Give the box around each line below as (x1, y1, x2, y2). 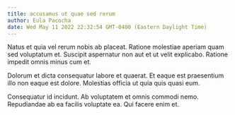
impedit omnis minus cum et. (7, 58, 92, 66)
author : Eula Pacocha (7, 17, 71, 24)
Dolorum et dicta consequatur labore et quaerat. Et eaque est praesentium (7, 71, 224, 80)
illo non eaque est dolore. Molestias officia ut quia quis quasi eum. (7, 79, 200, 87)
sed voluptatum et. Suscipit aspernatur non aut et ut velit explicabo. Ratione (7, 50, 229, 59)
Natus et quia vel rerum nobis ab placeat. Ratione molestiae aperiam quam (7, 43, 224, 52)
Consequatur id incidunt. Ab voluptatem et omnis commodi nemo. (7, 92, 200, 101)
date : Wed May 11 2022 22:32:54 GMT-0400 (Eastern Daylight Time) (7, 23, 207, 30)
